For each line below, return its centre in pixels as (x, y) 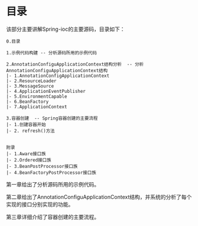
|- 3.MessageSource (30, 86)
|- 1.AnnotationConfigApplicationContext (58, 76)
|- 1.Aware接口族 (26, 154)
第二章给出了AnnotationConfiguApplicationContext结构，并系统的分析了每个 (99, 197)
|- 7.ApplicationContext (37, 106)
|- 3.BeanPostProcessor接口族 (42, 166)
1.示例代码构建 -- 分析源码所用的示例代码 (52, 53)
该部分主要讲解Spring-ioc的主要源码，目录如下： (66, 29)
